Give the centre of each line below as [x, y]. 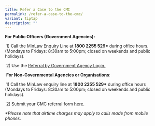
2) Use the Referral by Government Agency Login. [56, 66]
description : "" [21, 23]
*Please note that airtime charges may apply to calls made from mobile [77, 113]
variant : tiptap [21, 18]
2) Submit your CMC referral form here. [45, 104]
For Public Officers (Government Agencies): [50, 37]
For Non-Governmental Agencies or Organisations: [58, 75]
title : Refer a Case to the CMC [37, 9]
